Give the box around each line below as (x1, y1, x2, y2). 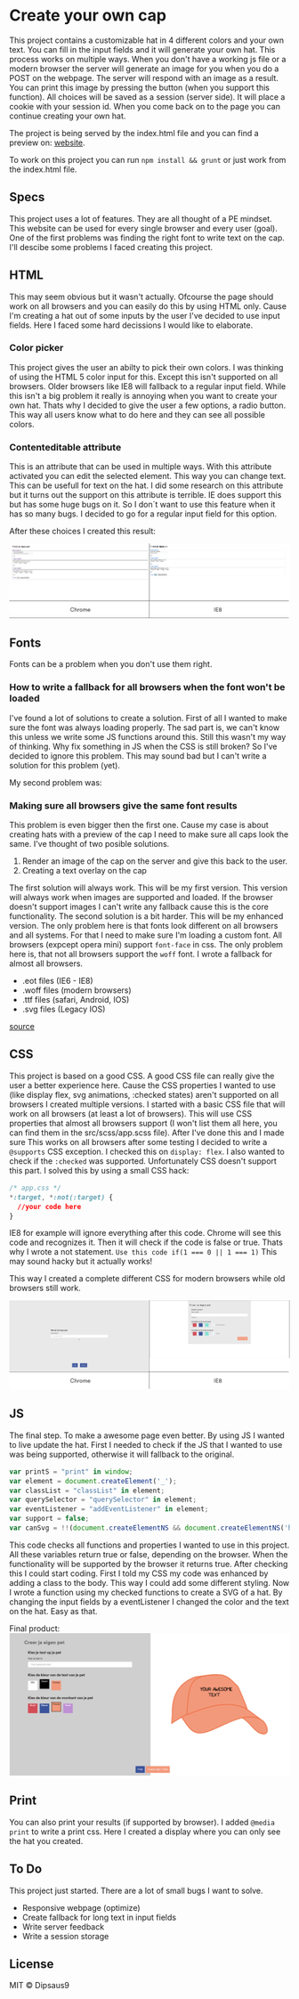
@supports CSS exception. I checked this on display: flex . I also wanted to (9, 1146, 285, 1157)
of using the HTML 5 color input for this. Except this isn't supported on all (9, 371, 279, 382)
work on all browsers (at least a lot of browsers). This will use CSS (9, 1108, 252, 1118)
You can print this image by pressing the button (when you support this (9, 82, 270, 93)
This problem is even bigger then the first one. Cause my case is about (9, 820, 269, 831)
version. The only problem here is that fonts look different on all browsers (9, 921, 279, 931)
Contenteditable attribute (9, 441, 122, 453)
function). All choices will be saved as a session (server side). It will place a (9, 91, 286, 102)
